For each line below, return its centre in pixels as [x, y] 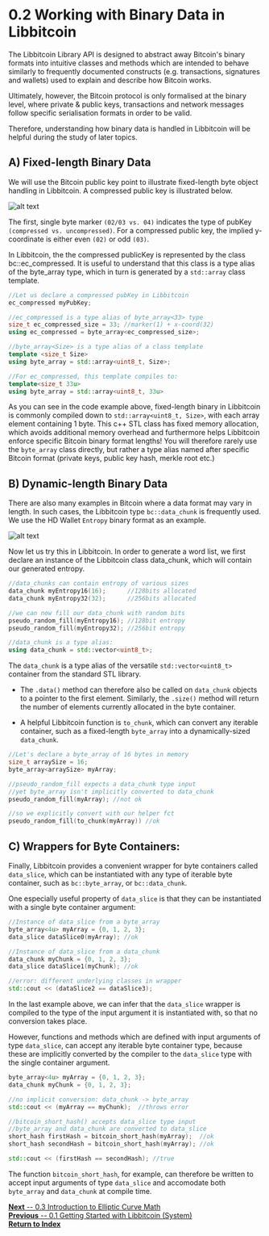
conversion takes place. [48, 1021]
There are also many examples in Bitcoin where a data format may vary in [130, 503]
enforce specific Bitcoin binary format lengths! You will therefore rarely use [133, 441]
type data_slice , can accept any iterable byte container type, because [126, 1045]
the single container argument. [59, 1062]
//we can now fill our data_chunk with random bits [97, 613]
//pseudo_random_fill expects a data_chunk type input [102, 784]
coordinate [26, 239]
